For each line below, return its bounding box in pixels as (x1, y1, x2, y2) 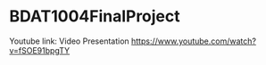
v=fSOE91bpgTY (9, 45, 71, 55)
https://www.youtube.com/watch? (130, 36, 257, 46)
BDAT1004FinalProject (9, 6, 180, 27)
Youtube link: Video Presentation (9, 36, 129, 46)
